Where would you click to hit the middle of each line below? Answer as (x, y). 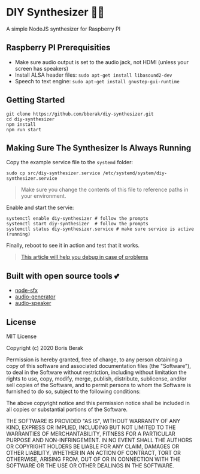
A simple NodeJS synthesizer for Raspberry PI (63, 29)
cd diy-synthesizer (31, 119)
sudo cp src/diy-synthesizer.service (53, 173)
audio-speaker (33, 303)
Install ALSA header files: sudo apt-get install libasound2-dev (93, 75)
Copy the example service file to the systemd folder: (70, 162)
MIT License (22, 336)
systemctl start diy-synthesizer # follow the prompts (77, 224)
